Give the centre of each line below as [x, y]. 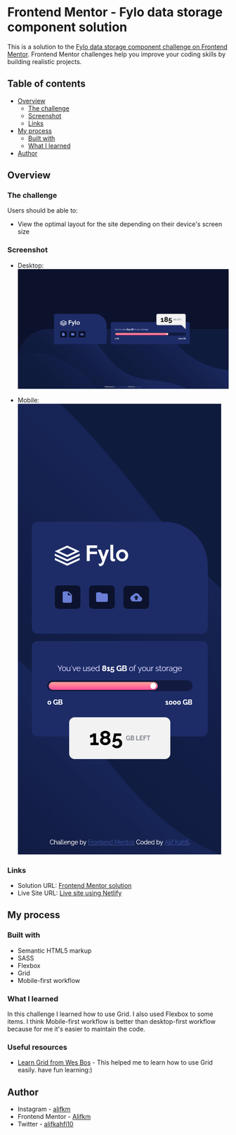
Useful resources [38, 1047]
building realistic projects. [45, 61]
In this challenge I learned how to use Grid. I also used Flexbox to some [110, 1014]
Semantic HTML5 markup [54, 951]
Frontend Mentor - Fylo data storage [115, 12]
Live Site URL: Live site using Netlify [70, 893]
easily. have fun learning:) [55, 1070]
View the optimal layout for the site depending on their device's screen [120, 224]
